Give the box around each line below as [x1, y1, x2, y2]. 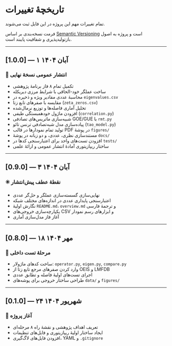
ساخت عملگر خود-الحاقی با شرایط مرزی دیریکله [12, 88, 106, 95]
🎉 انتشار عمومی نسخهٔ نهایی [5, 71, 67, 78]
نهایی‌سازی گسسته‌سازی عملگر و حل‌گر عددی [12, 192, 100, 198]
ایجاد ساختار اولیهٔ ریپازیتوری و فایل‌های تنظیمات [12, 329, 103, 335]
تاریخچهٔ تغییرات [5, 4, 64, 15]
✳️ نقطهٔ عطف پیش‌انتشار [5, 178, 61, 186]
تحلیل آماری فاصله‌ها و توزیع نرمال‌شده [12, 104, 86, 111]
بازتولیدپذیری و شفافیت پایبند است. [5, 36, 72, 42]
